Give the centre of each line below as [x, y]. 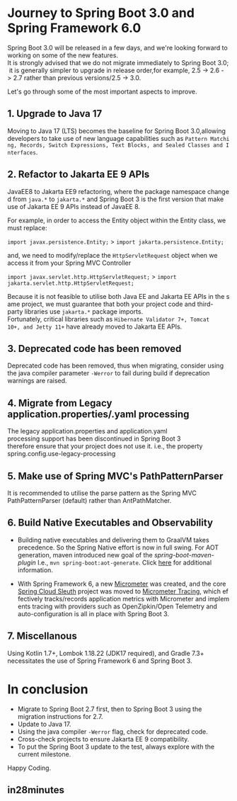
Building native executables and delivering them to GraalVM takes [114, 540]
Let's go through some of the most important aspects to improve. [102, 91]
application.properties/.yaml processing [98, 414]
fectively [30, 598]
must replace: [27, 227]
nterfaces [22, 153]
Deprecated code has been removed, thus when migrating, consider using [116, 365]
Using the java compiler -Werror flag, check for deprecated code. [113, 732]
